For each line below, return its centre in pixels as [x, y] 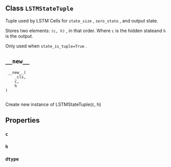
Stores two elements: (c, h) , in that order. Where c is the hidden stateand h [85, 31]
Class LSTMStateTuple [39, 8]
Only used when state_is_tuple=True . [46, 46]
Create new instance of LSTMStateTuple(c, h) [53, 104]
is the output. [19, 36]
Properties [23, 120]
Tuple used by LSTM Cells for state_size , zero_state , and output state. [82, 20]
